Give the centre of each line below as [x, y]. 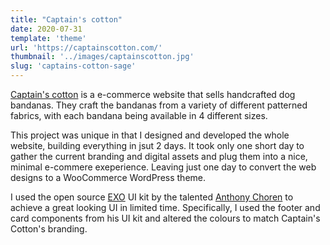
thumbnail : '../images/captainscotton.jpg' [102, 57]
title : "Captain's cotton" [66, 19]
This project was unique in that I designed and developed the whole [150, 135]
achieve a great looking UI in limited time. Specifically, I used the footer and [165, 207]
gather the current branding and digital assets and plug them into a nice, [159, 156]
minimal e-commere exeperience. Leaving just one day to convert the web [163, 167]
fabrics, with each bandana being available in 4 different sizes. [139, 115]
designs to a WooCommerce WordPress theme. [108, 177]
